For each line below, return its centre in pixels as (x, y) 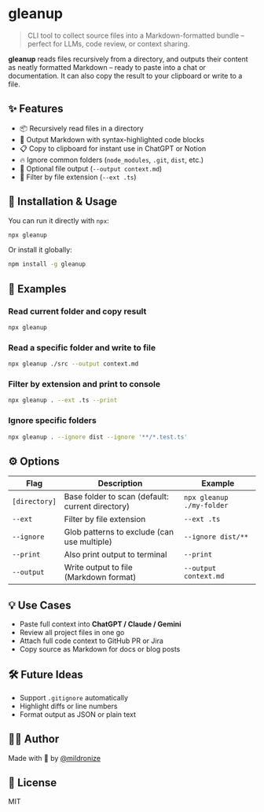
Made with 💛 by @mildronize (54, 758)
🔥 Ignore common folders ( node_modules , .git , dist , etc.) (112, 160)
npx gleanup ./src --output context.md (73, 364)
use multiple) (88, 542)
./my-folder (206, 505)
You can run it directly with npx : (59, 220)
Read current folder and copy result (77, 311)
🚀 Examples (37, 289)
